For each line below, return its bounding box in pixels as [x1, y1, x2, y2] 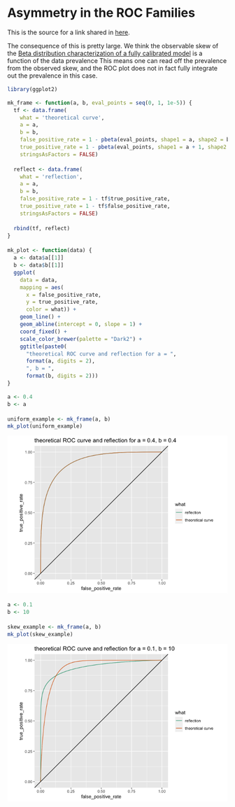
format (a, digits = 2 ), [25, 358, 96, 365]
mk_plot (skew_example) [7, 631, 73, 638]
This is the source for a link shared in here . [7, 28, 131, 36]
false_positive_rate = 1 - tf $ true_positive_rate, [20, 195, 171, 202]
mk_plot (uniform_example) [7, 423, 83, 430]
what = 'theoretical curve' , [20, 114, 105, 121]
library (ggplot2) [7, 85, 58, 92]
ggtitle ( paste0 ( [20, 343, 68, 350]
